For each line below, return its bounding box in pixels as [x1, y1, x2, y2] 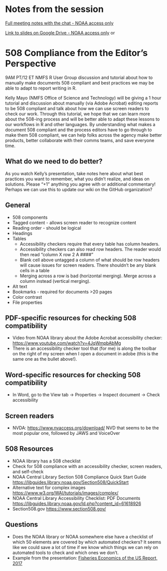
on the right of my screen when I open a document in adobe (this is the [12, 351, 159, 357]
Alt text [12, 283, 27, 289]
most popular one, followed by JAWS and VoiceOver [12, 430, 121, 436]
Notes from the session [5, 4, 104, 15]
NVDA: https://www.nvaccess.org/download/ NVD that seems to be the [12, 424, 159, 431]
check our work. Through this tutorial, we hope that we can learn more [5, 111, 151, 117]
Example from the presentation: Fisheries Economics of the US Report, [12, 554, 158, 561]
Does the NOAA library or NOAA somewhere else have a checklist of [12, 533, 154, 539]
